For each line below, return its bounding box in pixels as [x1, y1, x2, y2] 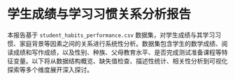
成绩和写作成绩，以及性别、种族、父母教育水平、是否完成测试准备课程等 [13, 48, 222, 56]
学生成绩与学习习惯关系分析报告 [7, 6, 192, 22]
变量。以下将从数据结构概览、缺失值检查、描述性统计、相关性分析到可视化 [13, 56, 228, 65]
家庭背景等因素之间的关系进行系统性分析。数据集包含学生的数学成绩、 [19, 39, 222, 47]
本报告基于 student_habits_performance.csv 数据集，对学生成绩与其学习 [7, 31, 215, 39]
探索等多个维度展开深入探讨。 [7, 65, 93, 74]
